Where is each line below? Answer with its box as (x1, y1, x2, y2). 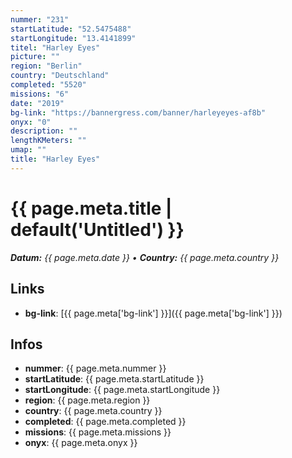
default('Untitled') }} (10, 218, 185, 241)
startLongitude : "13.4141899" (10, 33, 137, 43)
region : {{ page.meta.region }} (24, 394, 151, 406)
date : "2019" (10, 98, 65, 108)
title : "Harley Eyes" (10, 154, 101, 164)
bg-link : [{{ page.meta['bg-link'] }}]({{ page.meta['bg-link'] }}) (24, 307, 283, 319)
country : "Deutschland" (10, 71, 110, 81)
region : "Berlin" (10, 61, 83, 71)
